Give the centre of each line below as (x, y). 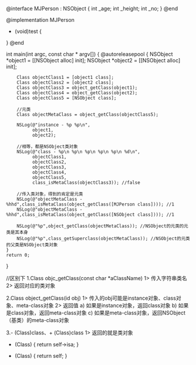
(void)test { (28, 31)
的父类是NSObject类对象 (32, 245)
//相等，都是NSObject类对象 (47, 147)
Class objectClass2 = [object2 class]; (65, 82)
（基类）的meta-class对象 (38, 320)
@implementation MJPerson (40, 20)
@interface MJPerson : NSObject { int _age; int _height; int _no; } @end (92, 9)
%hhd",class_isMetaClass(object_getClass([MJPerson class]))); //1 (90, 204)
